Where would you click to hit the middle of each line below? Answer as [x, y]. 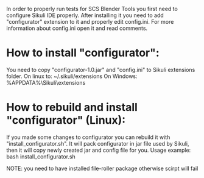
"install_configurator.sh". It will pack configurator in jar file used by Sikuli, [98, 143]
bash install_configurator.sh [41, 156]
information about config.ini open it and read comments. [77, 28]
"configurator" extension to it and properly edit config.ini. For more [90, 22]
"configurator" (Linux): [66, 120]
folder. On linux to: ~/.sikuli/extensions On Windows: [72, 76]
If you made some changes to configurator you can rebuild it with [88, 137]
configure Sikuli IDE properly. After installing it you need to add [85, 15]
